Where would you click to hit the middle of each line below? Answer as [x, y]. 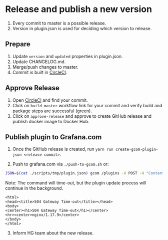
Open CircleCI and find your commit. [50, 100]
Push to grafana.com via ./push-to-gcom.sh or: [60, 164]
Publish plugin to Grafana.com [53, 137]
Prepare [18, 44]
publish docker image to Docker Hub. [51, 121]
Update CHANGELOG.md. [39, 62]
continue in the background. [34, 188]
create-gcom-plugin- [137, 150]
